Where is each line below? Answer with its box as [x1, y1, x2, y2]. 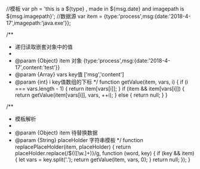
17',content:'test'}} [14, 64, 60, 70]
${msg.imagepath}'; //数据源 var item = [6, 13, 103, 20]
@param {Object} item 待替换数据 [14, 129, 98, 136]
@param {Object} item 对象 [14, 57, 82, 64]
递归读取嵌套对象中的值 [14, 44, 73, 50]
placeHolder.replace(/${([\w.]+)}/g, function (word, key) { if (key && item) [14, 150, 195, 156]
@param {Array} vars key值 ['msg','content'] [14, 71, 124, 78]
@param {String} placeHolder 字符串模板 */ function [14, 137, 143, 143]
